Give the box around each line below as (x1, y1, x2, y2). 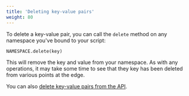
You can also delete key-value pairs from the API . (6, 82, 128, 89)
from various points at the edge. (6, 71, 85, 78)
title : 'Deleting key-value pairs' (6, 8, 95, 15)
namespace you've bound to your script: (6, 37, 106, 44)
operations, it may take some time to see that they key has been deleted (6, 65, 183, 72)
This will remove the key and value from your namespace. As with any (6, 59, 178, 66)
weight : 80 (6, 14, 33, 20)
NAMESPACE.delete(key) (6, 48, 63, 54)
